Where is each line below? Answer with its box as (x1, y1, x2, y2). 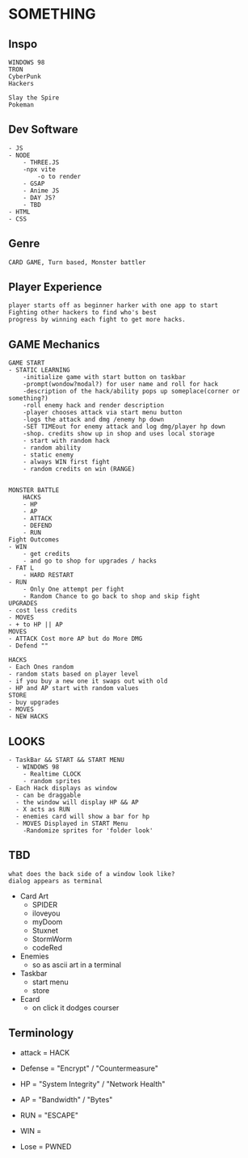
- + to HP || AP (8, 621, 63, 629)
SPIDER (32, 899, 58, 909)
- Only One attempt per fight (23, 585, 125, 594)
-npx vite (23, 165, 57, 174)
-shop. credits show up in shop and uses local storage (23, 430, 216, 438)
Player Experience (8, 280, 103, 294)
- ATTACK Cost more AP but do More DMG (8, 635, 143, 643)
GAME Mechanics (8, 337, 100, 352)
